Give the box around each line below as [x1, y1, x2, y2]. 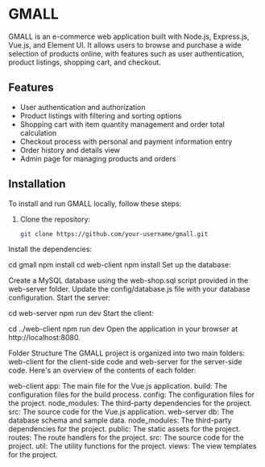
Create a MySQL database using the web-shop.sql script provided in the [8, 276, 249, 285]
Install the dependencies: [8, 244, 93, 255]
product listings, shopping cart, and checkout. [8, 57, 161, 67]
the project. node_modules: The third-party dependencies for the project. [8, 398, 252, 408]
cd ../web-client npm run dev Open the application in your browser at [8, 324, 238, 334]
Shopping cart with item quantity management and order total [19, 119, 226, 129]
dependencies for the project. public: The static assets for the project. [8, 424, 241, 434]
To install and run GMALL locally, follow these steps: [8, 199, 182, 208]
